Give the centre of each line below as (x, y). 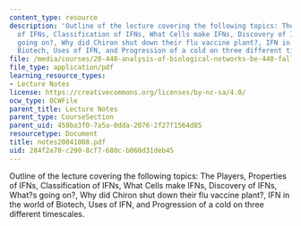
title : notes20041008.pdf (57, 142)
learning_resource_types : (57, 76)
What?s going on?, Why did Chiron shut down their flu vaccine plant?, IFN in (150, 195)
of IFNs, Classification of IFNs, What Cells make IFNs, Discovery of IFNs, (143, 185)
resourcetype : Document (54, 134)
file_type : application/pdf (62, 68)
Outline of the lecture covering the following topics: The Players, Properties (148, 176)
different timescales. (47, 213)
